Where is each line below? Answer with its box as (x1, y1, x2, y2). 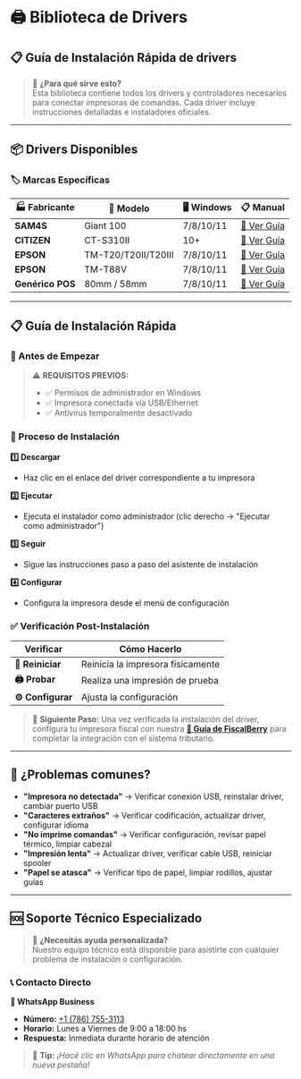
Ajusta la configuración (80, 691, 179, 703)
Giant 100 (84, 219, 127, 232)
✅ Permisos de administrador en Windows (45, 387, 202, 398)
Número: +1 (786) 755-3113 (22, 1013, 125, 1024)
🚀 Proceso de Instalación (10, 430, 120, 443)
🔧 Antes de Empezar (10, 350, 100, 362)
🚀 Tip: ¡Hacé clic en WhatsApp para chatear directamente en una (31, 1049, 275, 1060)
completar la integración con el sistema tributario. (31, 733, 215, 743)
